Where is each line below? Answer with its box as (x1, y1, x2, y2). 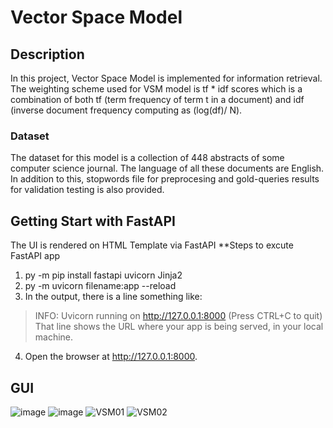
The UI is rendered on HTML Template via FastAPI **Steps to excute (10, 239, 294, 251)
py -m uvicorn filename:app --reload (24, 280, 177, 292)
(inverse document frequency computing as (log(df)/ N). (10, 104, 243, 116)
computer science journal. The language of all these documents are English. (10, 162, 325, 175)
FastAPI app (10, 250, 61, 262)
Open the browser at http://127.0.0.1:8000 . (24, 351, 198, 363)
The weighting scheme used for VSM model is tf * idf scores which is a (10, 83, 303, 95)
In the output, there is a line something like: (24, 291, 203, 303)
